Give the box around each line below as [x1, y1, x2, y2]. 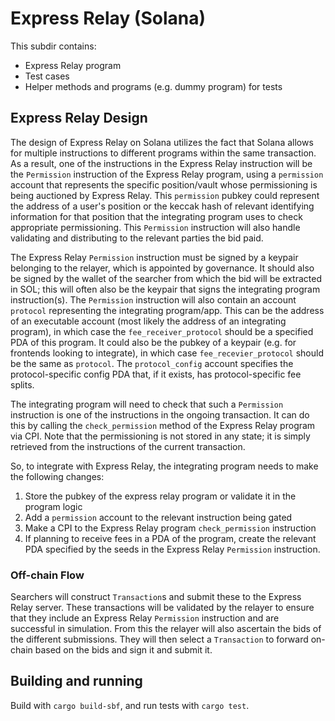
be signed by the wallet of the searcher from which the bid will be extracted [10, 272, 323, 284]
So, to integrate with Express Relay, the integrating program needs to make [10, 460, 319, 472]
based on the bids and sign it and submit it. [34, 644, 213, 656]
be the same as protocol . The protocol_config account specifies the [10, 357, 294, 369]
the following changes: [10, 470, 105, 482]
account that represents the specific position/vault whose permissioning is [10, 178, 318, 191]
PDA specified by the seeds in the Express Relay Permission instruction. [24, 543, 321, 555]
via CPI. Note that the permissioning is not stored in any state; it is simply [10, 430, 311, 442]
